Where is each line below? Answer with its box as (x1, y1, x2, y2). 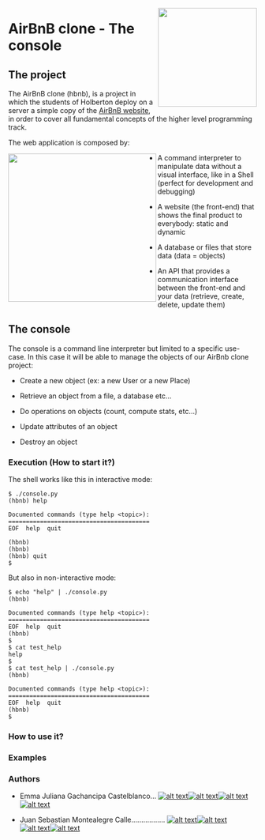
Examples (8, 751, 47, 763)
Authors (8, 773, 41, 784)
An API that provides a (157, 266, 230, 276)
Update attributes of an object (19, 421, 118, 431)
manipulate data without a (157, 162, 242, 171)
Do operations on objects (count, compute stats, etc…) (19, 406, 198, 416)
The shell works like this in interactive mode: (8, 475, 152, 484)
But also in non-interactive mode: (8, 573, 117, 582)
